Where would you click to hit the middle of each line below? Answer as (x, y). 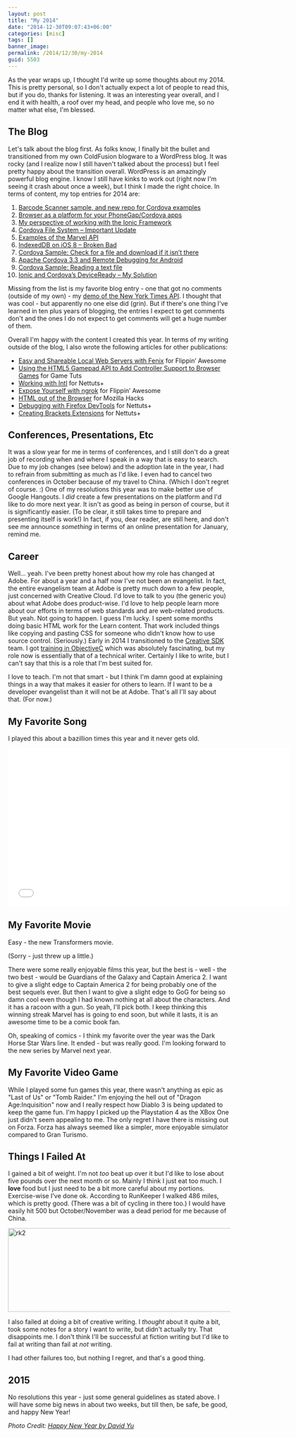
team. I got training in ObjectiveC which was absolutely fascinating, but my (116, 648)
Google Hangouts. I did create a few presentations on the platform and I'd (115, 497)
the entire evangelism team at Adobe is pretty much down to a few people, (116, 588)
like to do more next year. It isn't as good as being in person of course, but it (119, 504)
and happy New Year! (39, 1412)
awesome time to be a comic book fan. (64, 1021)
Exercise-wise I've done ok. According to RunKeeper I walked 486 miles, (113, 1196)
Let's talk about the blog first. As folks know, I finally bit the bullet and (109, 149)
